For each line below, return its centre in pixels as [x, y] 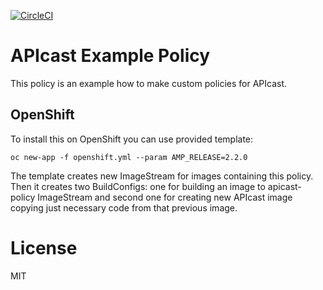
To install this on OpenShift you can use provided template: [132, 139]
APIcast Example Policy [110, 56]
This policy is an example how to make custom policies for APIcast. [149, 83]
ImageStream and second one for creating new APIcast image [165, 197]
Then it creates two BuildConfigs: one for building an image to [138, 186]
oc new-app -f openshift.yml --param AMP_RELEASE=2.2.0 [129, 157]
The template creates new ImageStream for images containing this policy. [162, 176]
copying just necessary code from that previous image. [124, 207]
